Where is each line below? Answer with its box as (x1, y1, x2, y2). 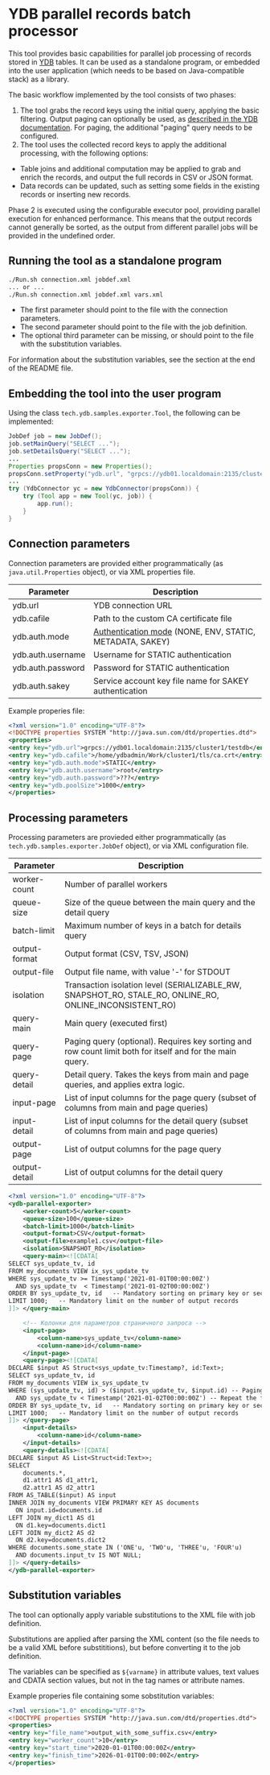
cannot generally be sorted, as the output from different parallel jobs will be (8, 222, 259, 232)
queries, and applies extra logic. (63, 1079, 185, 1090)
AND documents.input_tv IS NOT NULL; (15, 1551, 142, 1559)
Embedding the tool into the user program (8, 387, 222, 400)
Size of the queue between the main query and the (63, 897, 256, 908)
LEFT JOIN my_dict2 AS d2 (8, 1529, 95, 1537)
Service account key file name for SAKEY (93, 675, 249, 686)
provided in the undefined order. (8, 230, 116, 240)
